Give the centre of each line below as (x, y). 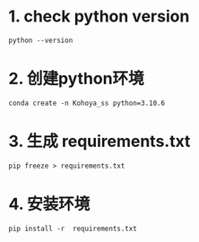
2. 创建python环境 (76, 79)
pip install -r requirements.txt (73, 229)
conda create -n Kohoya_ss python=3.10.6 (87, 103)
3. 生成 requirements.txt (99, 142)
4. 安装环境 (49, 204)
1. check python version (99, 17)
